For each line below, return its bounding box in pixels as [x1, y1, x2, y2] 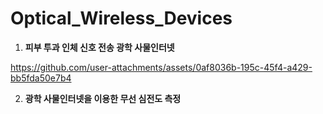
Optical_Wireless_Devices [10, 7, 233, 30]
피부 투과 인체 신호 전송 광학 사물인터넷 [24, 41, 175, 53]
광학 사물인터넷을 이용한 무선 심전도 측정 [24, 92, 182, 104]
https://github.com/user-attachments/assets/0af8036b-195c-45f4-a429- [10, 61, 313, 73]
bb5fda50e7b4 [10, 72, 72, 84]
